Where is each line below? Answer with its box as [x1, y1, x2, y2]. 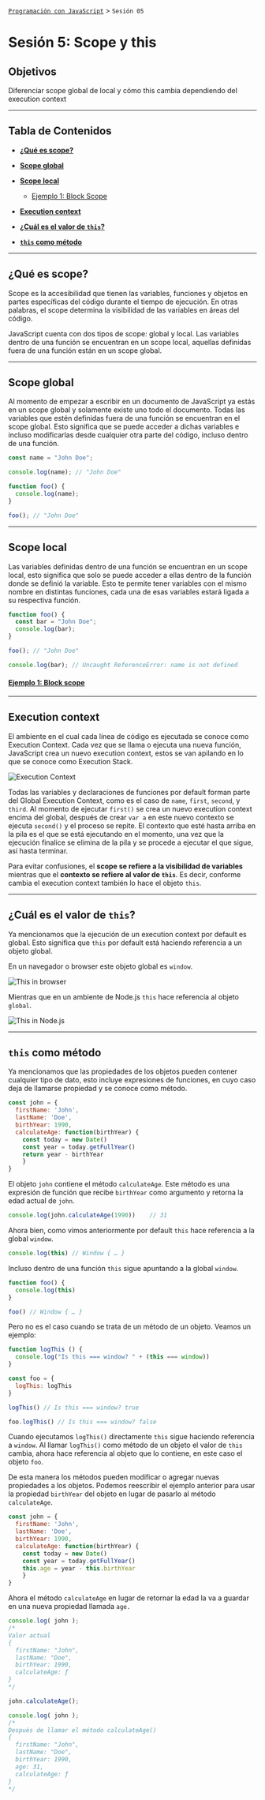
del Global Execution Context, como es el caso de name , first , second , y [8, 796, 241, 805]
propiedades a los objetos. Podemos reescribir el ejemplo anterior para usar [8, 1481, 256, 1491]
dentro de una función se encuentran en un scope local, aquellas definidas [8, 337, 252, 347]
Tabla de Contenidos [8, 125, 112, 138]
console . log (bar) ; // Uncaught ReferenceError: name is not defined [8, 661, 238, 669]
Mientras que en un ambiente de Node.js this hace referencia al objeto [8, 992, 239, 1001]
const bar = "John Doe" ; [15, 618, 97, 626]
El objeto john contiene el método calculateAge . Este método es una [8, 1179, 230, 1189]
